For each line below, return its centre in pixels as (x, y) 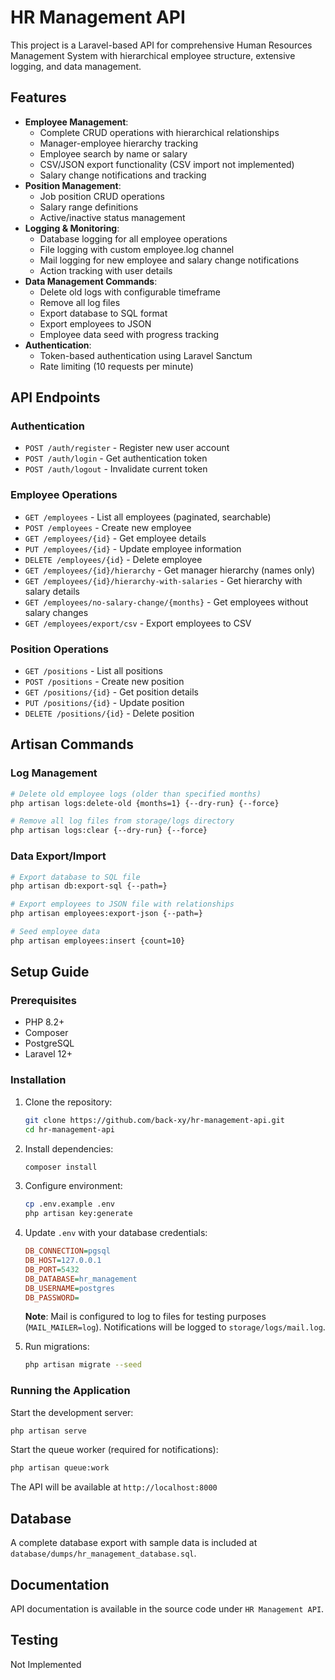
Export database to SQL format (103, 313)
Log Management (54, 773)
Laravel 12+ (48, 1054)
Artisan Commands (72, 744)
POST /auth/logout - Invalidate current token (116, 469)
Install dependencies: (69, 1148)
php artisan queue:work (60, 1468)
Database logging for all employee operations (133, 238)
